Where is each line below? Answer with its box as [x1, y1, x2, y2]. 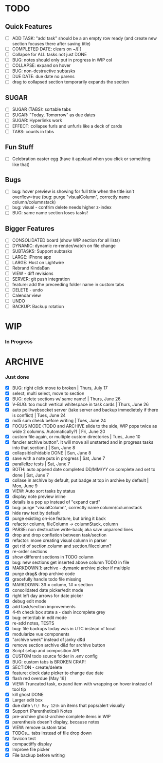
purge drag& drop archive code [12, 571, 75, 577]
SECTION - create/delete [12, 664, 62, 670]
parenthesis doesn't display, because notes [12, 719, 100, 725]
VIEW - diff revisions [12, 270, 54, 276]
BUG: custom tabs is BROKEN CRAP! [12, 659, 86, 664]
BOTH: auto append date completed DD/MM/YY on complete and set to [12, 467, 156, 473]
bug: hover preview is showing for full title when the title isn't [12, 188, 135, 194]
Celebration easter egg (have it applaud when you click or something [12, 156, 151, 162]
